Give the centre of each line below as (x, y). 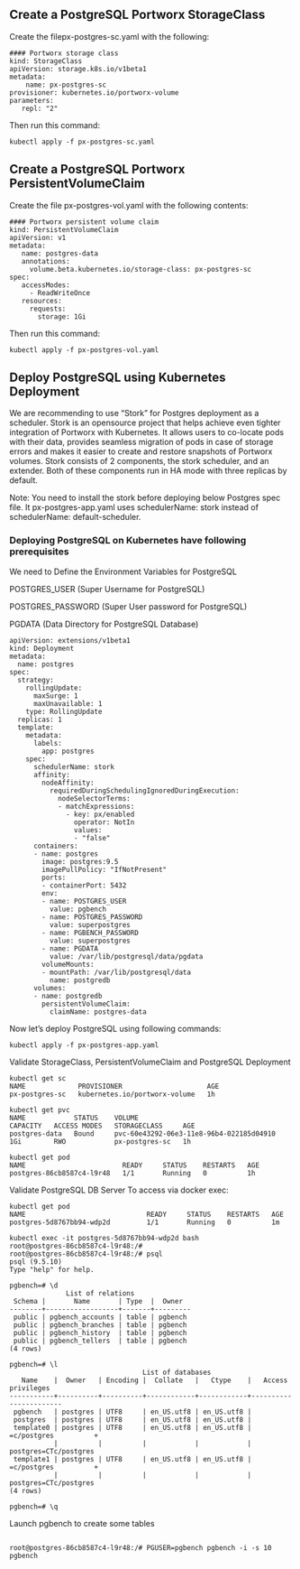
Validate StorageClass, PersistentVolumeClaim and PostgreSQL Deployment (150, 1062)
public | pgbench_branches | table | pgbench (100, 1325)
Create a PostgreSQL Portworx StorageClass (137, 15)
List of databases (177, 1372)
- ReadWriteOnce (60, 292)
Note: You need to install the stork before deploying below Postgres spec (145, 498)
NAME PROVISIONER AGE (114, 1086)
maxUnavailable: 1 (68, 703)
